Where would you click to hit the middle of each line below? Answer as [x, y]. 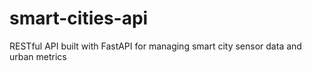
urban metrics [38, 56]
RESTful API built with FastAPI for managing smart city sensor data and [155, 46]
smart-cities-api [79, 18]
